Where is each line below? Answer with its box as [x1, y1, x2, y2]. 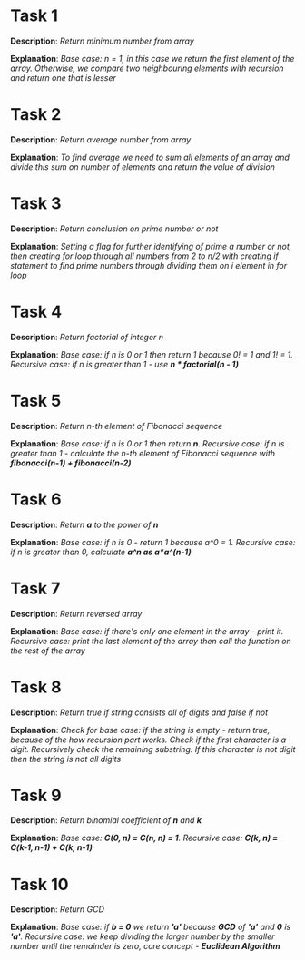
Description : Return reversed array [10, 608, 143, 619]
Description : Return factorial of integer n [10, 331, 164, 342]
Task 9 [10, 785, 62, 806]
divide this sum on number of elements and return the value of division [10, 161, 276, 172]
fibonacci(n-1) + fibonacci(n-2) [10, 457, 132, 468]
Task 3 [10, 193, 62, 214]
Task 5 [10, 390, 62, 411]
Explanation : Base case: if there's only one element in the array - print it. [10, 625, 284, 636]
